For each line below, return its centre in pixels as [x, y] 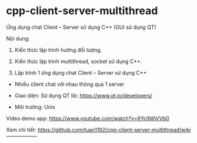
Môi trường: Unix [35, 107]
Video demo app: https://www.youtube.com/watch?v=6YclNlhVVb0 [88, 118]
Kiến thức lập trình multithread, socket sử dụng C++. [78, 61]
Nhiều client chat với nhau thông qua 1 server [69, 84]
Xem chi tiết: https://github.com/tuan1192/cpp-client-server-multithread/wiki [98, 129]
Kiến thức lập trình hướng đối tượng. [58, 50]
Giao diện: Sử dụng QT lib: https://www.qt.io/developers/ [84, 95]
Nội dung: [18, 38]
